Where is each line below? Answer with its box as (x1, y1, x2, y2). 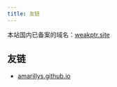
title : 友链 (7, 10, 40, 18)
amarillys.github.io (17, 72, 71, 81)
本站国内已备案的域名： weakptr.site (7, 30, 111, 39)
